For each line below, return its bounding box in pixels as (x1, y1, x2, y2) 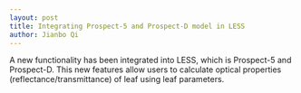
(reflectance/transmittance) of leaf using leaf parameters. (9, 74, 225, 85)
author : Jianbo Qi (9, 30, 79, 39)
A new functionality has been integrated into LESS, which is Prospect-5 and (9, 55, 292, 66)
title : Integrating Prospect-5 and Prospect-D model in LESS (9, 22, 246, 31)
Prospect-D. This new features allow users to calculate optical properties (9, 64, 282, 75)
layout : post (9, 13, 59, 23)
